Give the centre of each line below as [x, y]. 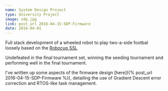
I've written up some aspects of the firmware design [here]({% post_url [79, 72]
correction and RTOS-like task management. [51, 83]
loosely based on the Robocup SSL [41, 48]
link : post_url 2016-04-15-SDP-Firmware [48, 24]
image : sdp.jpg [21, 19]
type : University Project [32, 14]
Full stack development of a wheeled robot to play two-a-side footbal [77, 42]
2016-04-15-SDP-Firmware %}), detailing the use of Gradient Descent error [83, 78]
